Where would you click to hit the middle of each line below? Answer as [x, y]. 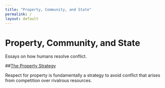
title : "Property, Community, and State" [48, 10]
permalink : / [19, 14]
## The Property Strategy [31, 66]
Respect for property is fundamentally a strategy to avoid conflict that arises [83, 75]
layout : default [22, 19]
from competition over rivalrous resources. [49, 81]
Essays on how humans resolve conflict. [46, 56]
